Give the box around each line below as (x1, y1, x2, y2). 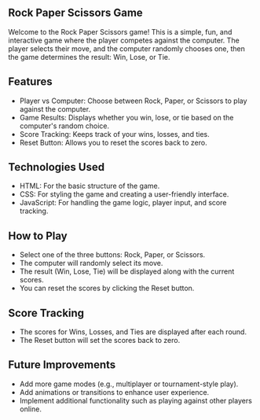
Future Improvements (8, 358, 116, 372)
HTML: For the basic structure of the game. (19, 181, 160, 191)
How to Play (8, 229, 68, 242)
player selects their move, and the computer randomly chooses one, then (8, 43, 246, 53)
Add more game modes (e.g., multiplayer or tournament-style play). (19, 379, 239, 389)
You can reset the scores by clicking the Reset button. (19, 283, 195, 293)
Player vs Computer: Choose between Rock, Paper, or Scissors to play (19, 96, 247, 105)
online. (19, 404, 42, 414)
